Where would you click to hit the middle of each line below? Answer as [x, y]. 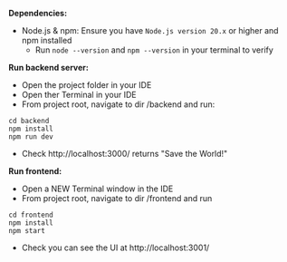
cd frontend [31, 215]
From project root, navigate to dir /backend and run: [118, 104]
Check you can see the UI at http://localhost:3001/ [115, 247]
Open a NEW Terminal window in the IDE [97, 189]
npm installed [47, 40]
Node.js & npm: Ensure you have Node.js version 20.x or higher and [150, 30]
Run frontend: [35, 171]
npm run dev [31, 137]
